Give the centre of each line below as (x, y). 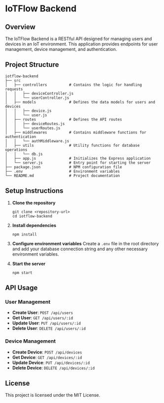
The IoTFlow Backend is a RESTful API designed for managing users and (79, 39)
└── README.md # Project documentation (63, 176)
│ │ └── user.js (26, 115)
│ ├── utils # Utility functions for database (72, 145)
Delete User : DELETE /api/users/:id (49, 328)
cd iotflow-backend (32, 216)
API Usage (21, 288)
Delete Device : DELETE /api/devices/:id (53, 368)
